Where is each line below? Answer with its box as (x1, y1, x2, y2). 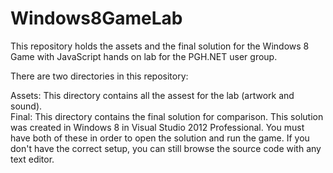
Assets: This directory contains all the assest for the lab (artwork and (10, 89, 295, 101)
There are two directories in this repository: (10, 70, 189, 82)
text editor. (10, 153, 55, 165)
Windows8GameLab (10, 7, 183, 30)
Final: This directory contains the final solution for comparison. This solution (10, 110, 324, 122)
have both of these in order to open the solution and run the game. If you (10, 132, 310, 144)
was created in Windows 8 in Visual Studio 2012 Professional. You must (10, 121, 305, 133)
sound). (10, 100, 43, 112)
